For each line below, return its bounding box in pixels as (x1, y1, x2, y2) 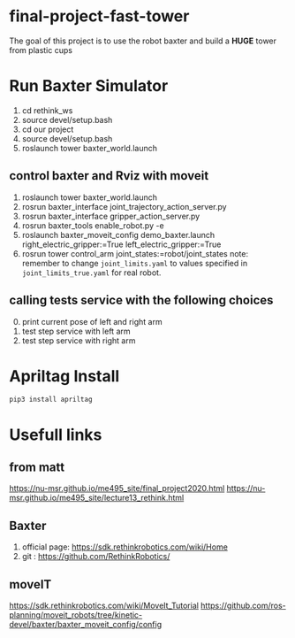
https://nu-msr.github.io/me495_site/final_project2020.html (9, 483, 225, 494)
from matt (9, 460, 64, 475)
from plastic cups (9, 44, 73, 55)
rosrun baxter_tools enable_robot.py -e (21, 219, 165, 231)
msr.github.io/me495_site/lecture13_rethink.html (9, 493, 185, 503)
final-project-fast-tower (9, 6, 190, 27)
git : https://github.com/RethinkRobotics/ (21, 551, 170, 562)
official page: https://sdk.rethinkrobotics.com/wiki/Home (21, 542, 228, 552)
